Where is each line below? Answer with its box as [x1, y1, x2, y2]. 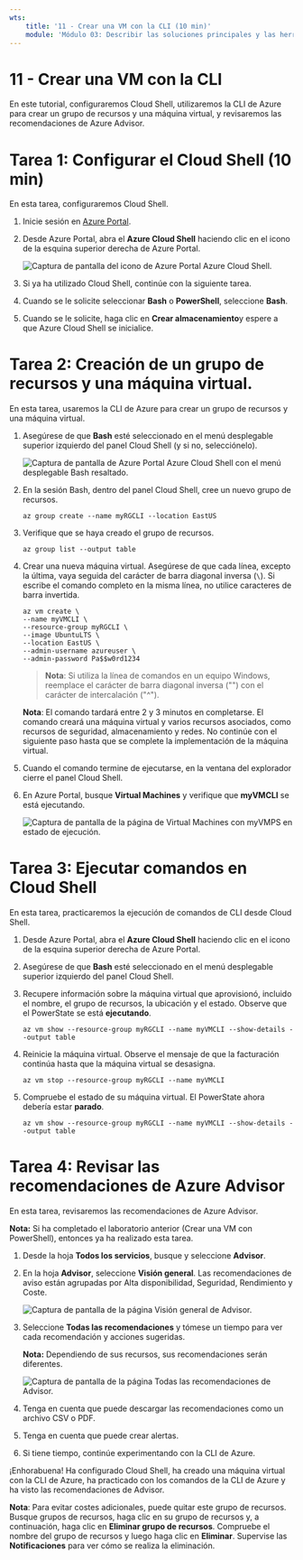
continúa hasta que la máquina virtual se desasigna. [22, 1058, 216, 1070]
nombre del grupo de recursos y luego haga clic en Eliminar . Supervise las [9, 1531, 288, 1542]
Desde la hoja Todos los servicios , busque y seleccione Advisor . [22, 1250, 266, 1261]
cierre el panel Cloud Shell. [22, 773, 124, 784]
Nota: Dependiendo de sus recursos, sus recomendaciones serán [22, 1349, 268, 1360]
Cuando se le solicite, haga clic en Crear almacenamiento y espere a [22, 313, 279, 324]
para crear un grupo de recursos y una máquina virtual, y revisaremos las [9, 108, 282, 119]
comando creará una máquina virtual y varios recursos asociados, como [22, 717, 291, 728]
